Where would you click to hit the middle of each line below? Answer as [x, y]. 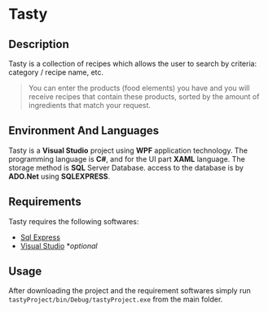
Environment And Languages [84, 131]
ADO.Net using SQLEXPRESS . [59, 176]
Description [39, 44]
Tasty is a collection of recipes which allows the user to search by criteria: [133, 63]
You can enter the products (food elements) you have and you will [139, 88]
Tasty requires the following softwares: [74, 221]
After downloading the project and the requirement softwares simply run [130, 291]
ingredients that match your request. [90, 105]
